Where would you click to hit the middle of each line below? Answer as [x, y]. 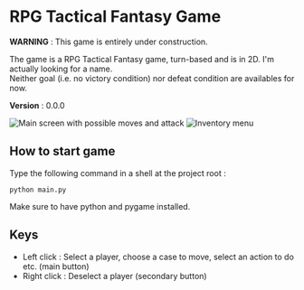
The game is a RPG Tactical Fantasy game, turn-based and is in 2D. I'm [142, 59]
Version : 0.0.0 [37, 105]
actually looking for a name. [61, 69]
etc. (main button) [56, 266]
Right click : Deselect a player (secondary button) [114, 276]
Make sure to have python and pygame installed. [100, 206]
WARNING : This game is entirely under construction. [109, 42]
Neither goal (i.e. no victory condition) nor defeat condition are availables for [152, 78]
